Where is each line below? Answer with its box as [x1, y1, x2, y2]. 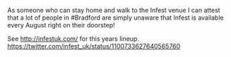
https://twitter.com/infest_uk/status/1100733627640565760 [7, 42, 181, 50]
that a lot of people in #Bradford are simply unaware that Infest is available [7, 13, 224, 22]
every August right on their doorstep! [7, 21, 115, 29]
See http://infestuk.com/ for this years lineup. [7, 34, 139, 43]
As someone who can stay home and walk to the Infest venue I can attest [7, 6, 220, 14]
